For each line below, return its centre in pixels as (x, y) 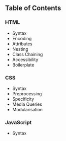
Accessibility (25, 60)
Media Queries (27, 104)
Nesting (20, 49)
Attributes (22, 44)
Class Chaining (28, 54)
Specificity (23, 99)
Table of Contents (33, 8)
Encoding (22, 38)
